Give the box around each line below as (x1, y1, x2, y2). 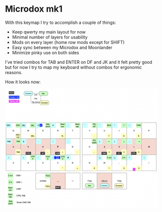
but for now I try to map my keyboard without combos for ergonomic (5, 64, 142, 70)
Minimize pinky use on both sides (12, 50, 79, 56)
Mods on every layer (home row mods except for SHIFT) (12, 39, 125, 45)
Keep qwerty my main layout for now (12, 29, 86, 35)
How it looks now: (5, 79, 41, 85)
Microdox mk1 (5, 3, 63, 15)
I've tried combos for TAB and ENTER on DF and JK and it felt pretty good (5, 59, 153, 65)
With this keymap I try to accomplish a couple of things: (5, 19, 116, 25)
